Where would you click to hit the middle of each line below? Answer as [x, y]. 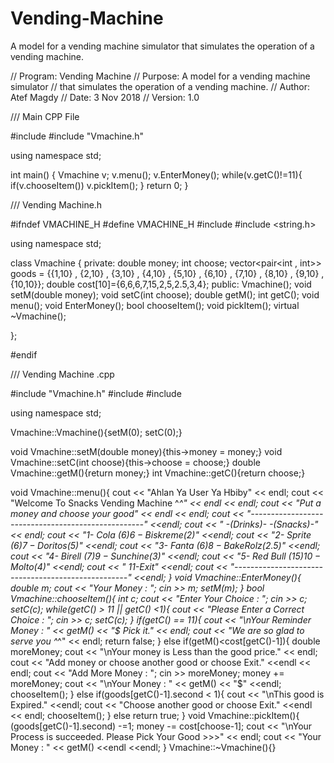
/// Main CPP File [45, 116]
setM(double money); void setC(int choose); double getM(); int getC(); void [165, 294]
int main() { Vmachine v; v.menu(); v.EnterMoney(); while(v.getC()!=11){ [156, 174]
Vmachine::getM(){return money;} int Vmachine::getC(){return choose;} [158, 473]
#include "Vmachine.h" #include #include [96, 393]
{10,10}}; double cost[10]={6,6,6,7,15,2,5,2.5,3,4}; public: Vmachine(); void [161, 284]
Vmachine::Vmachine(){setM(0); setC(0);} [96, 432]
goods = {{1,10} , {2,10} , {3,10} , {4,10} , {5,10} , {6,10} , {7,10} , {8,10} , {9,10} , [167, 273]
